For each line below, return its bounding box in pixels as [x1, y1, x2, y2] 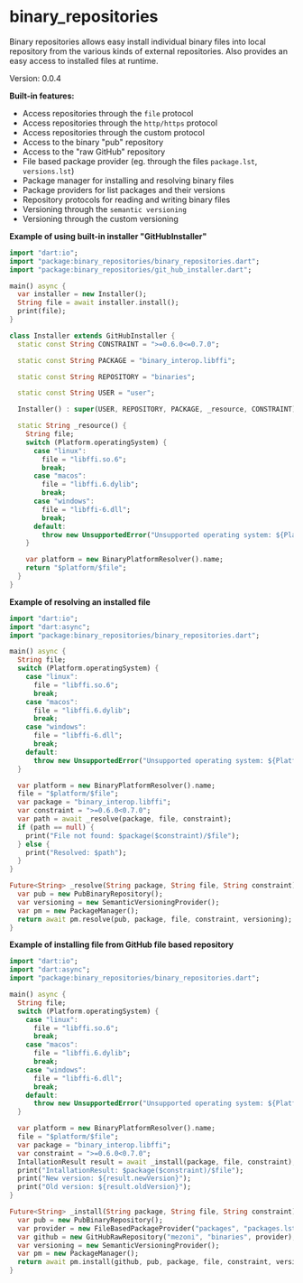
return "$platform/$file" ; [25, 563, 127, 572]
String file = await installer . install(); [17, 298, 179, 308]
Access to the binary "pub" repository [22, 136, 164, 147]
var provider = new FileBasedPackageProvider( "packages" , [17, 1223, 241, 1233]
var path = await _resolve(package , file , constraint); [17, 814, 232, 823]
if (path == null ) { [17, 823, 95, 832]
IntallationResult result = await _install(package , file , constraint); [17, 1157, 297, 1167]
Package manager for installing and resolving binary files [22, 174, 234, 186]
